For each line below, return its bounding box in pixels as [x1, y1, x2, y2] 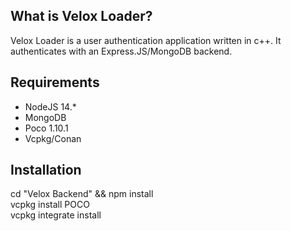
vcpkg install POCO [10, 199, 90, 211]
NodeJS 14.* [24, 100, 77, 113]
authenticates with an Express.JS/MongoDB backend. [10, 45, 233, 57]
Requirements [10, 74, 100, 91]
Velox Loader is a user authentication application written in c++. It [10, 34, 282, 46]
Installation [10, 162, 82, 179]
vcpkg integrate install [10, 209, 102, 221]
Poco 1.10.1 [24, 122, 69, 134]
